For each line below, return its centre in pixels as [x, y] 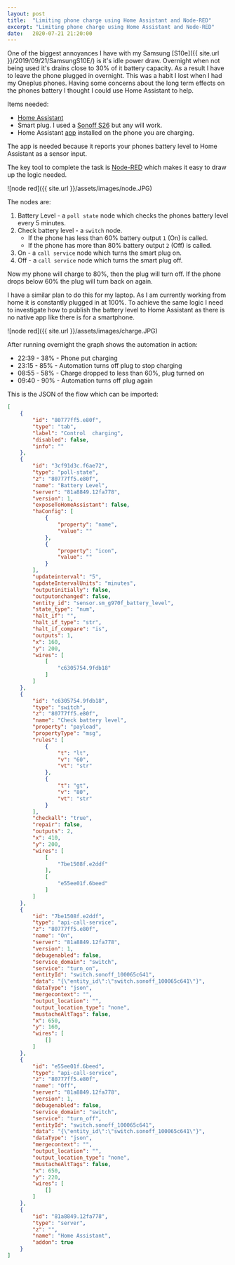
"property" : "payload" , [67, 727]
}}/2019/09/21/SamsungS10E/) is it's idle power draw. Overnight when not [114, 61]
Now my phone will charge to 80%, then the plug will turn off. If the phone [114, 274]
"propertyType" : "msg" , [67, 734]
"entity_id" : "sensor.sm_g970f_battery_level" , [103, 603]
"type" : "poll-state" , [66, 472]
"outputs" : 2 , [53, 832]
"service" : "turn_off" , [67, 1118]
